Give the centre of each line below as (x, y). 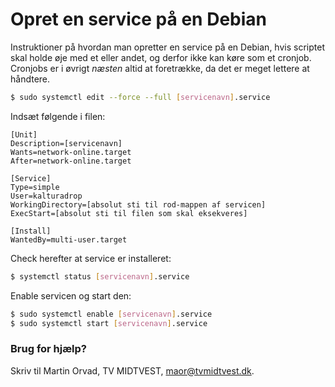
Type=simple (35, 187)
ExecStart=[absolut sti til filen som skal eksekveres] (129, 213)
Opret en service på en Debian (138, 19)
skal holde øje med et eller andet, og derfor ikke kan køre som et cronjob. (161, 57)
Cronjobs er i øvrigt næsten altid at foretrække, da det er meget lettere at (160, 68)
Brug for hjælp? (49, 349)
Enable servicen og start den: (71, 295)
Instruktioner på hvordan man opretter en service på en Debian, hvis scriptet (167, 47)
